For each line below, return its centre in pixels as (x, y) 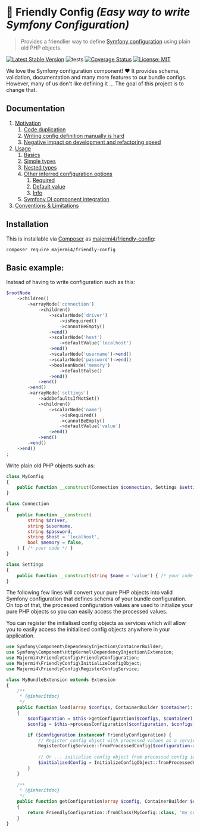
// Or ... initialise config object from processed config (112, 757)
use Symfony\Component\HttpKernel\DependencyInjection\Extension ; (90, 652)
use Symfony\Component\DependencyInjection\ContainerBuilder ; (85, 647)
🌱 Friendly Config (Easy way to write (98, 12)
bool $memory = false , (56, 543)
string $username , (50, 526)
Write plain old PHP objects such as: (51, 466)
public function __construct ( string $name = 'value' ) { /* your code (105, 575)
